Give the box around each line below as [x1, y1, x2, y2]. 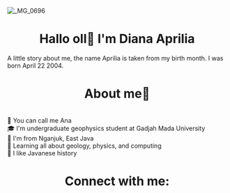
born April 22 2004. [7, 61, 64, 70]
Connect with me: [64, 173, 170, 190]
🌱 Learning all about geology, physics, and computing [7, 141, 162, 150]
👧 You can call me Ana [7, 116, 72, 125]
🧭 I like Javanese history [7, 148, 77, 157]
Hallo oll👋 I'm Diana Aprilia [39, 31, 195, 47]
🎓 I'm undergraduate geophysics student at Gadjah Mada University [7, 124, 206, 132]
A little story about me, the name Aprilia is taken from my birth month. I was [7, 54, 224, 62]
